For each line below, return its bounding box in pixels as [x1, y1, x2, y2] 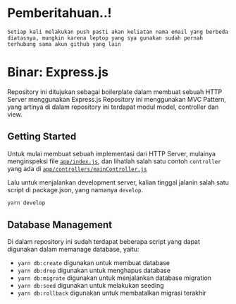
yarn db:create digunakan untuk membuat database [17, 259, 170, 267]
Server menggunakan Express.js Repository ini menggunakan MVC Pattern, [7, 95, 227, 103]
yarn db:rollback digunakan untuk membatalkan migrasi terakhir [17, 288, 206, 298]
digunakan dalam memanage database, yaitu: [7, 245, 139, 254]
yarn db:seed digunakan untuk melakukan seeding [17, 281, 164, 290]
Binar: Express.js [7, 64, 109, 81]
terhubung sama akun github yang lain [7, 40, 121, 47]
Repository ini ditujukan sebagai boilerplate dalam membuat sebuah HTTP [7, 87, 223, 96]
